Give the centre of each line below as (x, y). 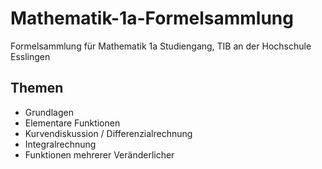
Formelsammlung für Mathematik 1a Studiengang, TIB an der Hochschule (161, 46)
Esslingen (30, 56)
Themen (37, 88)
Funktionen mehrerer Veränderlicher (99, 154)
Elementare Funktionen (72, 123)
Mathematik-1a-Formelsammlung (152, 18)
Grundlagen (49, 112)
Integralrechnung (60, 144)
